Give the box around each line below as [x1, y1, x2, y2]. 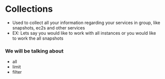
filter [12, 69, 22, 75]
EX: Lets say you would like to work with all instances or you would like [12, 30, 156, 36]
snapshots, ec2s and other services [12, 25, 85, 30]
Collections [5, 3, 53, 15]
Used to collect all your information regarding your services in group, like [12, 20, 161, 26]
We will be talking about [5, 48, 64, 54]
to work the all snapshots [12, 35, 64, 41]
